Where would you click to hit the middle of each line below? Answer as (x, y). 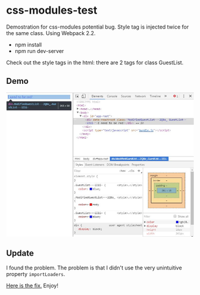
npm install (28, 45)
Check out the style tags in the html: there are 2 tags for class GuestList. (95, 62)
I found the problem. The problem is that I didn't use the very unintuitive (94, 268)
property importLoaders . (36, 274)
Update (20, 253)
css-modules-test (52, 10)
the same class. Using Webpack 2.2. (51, 33)
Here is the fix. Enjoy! (32, 285)
